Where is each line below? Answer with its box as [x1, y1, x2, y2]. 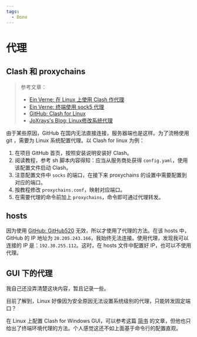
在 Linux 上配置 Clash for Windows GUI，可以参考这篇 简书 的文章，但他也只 [6, 318, 191, 325]
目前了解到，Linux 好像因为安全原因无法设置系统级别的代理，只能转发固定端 [6, 298, 191, 305]
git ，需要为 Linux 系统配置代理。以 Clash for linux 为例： [6, 137, 145, 144]
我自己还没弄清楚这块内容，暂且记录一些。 [6, 285, 109, 292]
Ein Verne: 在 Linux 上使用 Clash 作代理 [29, 95, 125, 103]
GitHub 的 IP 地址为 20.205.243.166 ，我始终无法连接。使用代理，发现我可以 [6, 234, 189, 242]
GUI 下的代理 [6, 268, 53, 278]
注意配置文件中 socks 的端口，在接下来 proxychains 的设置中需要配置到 [14, 171, 187, 179]
